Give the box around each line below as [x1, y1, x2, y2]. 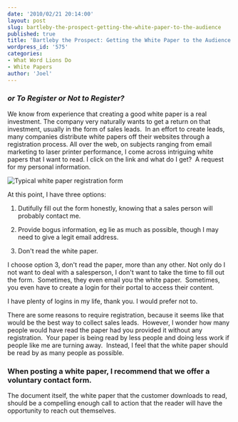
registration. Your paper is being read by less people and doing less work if [7, 333, 229, 342]
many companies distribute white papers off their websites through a [7, 132, 210, 141]
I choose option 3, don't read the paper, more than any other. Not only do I [7, 260, 226, 269]
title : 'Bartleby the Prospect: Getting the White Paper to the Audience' [7, 37, 234, 44]
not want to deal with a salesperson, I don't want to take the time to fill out [7, 268, 224, 276]
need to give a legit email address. [17, 233, 119, 241]
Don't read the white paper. [17, 246, 98, 255]
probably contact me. [17, 211, 81, 220]
